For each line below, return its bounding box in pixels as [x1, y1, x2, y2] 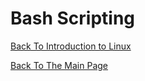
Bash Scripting [10, 7, 136, 30]
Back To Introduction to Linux [10, 40, 132, 52]
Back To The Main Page [10, 59, 108, 71]
